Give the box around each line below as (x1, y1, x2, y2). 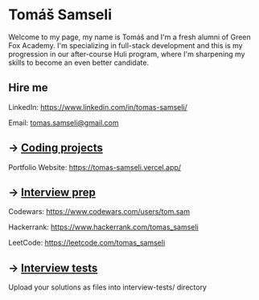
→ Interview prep (8, 185, 97, 199)
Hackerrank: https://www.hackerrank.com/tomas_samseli (8, 222, 199, 232)
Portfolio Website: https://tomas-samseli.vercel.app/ (8, 162, 182, 172)
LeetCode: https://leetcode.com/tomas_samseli (8, 238, 166, 248)
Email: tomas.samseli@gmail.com (8, 118, 119, 128)
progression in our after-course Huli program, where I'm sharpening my (8, 49, 245, 59)
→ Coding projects (8, 141, 103, 155)
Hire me (8, 81, 48, 95)
